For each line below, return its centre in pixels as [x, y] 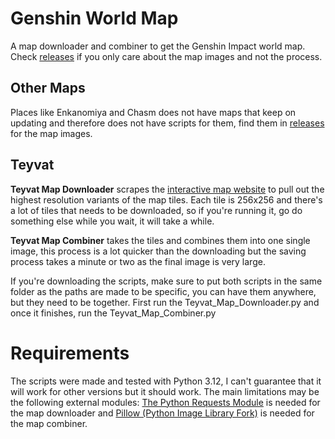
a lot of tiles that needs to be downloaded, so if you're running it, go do [156, 210]
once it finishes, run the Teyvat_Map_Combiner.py [113, 313]
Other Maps [48, 88]
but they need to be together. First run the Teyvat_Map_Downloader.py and [165, 302]
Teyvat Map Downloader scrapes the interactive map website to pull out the [167, 189]
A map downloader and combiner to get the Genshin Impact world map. [158, 46]
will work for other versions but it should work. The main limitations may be [165, 391]
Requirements [70, 353]
